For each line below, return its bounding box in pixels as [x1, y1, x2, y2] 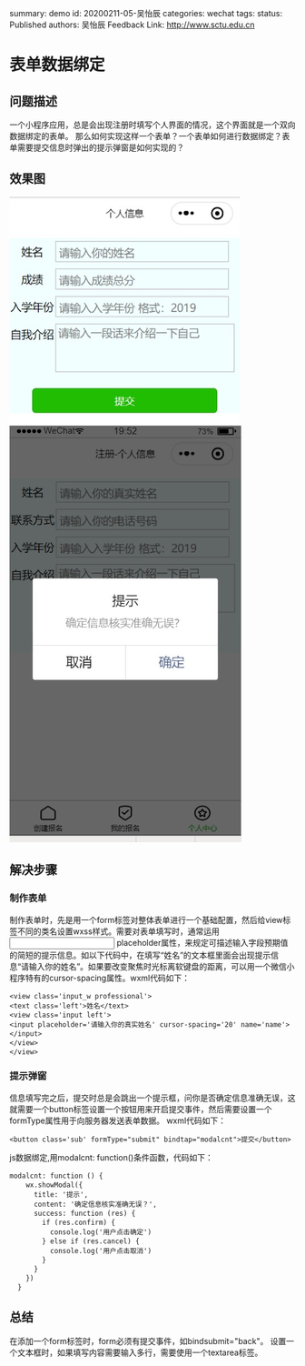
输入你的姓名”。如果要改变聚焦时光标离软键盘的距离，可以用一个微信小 [28, 960, 295, 971]
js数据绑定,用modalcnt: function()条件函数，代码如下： [9, 1151, 213, 1162]
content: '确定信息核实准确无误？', [33, 1200, 157, 1209]
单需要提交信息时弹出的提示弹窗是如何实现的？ [9, 142, 184, 153]
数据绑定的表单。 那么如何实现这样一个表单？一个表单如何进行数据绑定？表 [9, 131, 290, 141]
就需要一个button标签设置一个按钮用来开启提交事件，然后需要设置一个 [9, 1103, 272, 1114]
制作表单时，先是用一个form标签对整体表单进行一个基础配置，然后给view [9, 914, 283, 925]
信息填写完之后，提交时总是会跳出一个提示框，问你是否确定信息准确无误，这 [9, 1092, 296, 1103]
